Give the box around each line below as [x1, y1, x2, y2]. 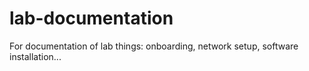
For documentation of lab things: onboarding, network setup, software [9, 40, 299, 52]
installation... [9, 50, 62, 62]
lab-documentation [9, 7, 174, 30]
